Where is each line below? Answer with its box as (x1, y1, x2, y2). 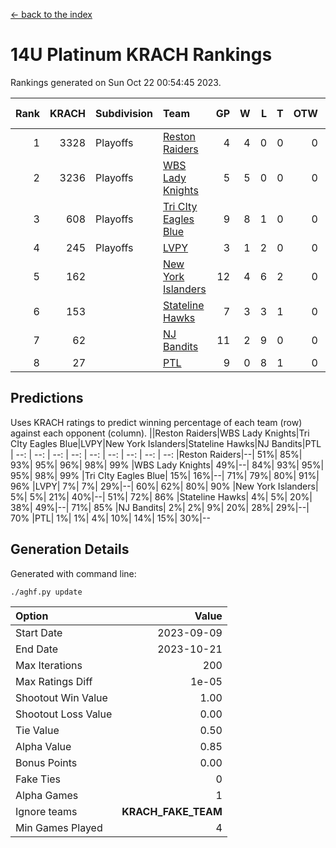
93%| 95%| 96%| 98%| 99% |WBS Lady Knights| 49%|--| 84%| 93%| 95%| (10, 459, 325, 471)
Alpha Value (15, 739, 72, 753)
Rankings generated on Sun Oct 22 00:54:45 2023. (10, 76, 222, 88)
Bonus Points (15, 755, 78, 769)
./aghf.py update (10, 587, 83, 597)
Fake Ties (15, 772, 62, 786)
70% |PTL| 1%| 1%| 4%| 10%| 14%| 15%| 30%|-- (10, 512, 211, 524)
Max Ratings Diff (15, 674, 93, 688)
